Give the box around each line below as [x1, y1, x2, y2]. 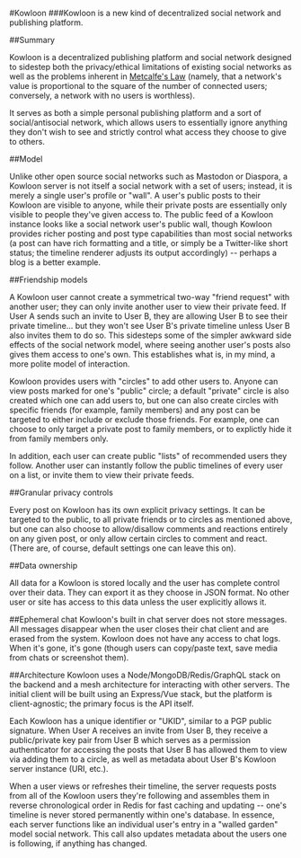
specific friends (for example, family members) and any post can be [9, 404, 261, 415]
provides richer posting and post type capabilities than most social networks [9, 228, 293, 239]
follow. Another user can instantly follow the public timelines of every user [9, 460, 284, 471]
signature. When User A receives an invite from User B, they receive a [9, 725, 268, 736]
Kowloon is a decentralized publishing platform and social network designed [9, 52, 292, 62]
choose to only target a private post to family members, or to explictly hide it [9, 424, 292, 434]
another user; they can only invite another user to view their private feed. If [9, 301, 287, 312]
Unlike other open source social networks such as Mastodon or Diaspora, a [9, 171, 288, 181]
